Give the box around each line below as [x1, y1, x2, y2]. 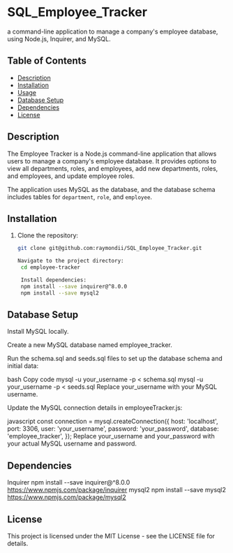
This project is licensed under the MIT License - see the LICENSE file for [7, 532, 215, 540]
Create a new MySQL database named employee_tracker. [7, 341, 173, 349]
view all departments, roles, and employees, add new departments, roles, [7, 164, 218, 172]
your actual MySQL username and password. [7, 439, 137, 448]
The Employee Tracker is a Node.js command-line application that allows [7, 149, 217, 158]
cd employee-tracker [20, 264, 80, 271]
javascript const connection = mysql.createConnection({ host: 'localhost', [7, 417, 218, 426]
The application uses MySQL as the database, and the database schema [7, 185, 216, 193]
